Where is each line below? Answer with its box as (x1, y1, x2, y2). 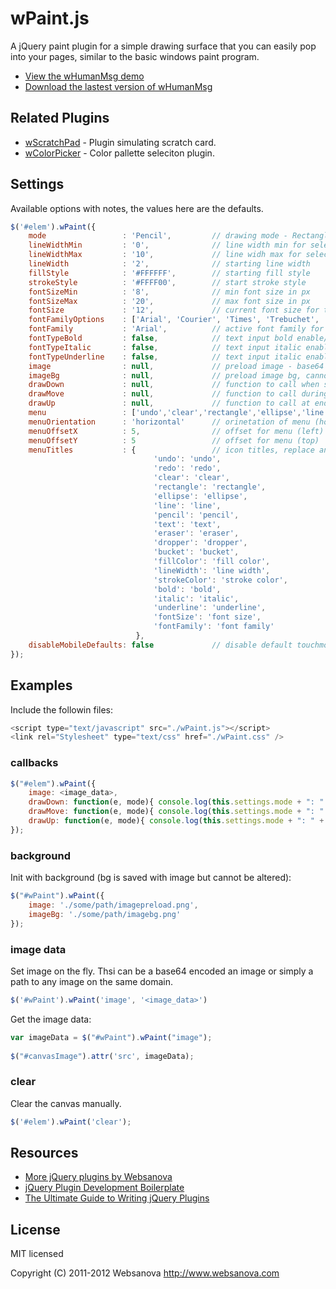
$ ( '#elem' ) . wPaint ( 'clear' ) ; (10, 1117, 132, 1127)
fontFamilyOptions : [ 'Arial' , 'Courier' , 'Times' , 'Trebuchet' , (28, 315, 320, 325)
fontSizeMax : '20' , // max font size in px (28, 296, 311, 306)
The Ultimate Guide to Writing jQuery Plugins (24, 1192, 210, 1204)
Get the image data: (10, 1013, 92, 1025)
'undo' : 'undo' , (153, 454, 222, 464)
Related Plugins (10, 110, 110, 127)
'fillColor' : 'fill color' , (153, 557, 271, 567)
